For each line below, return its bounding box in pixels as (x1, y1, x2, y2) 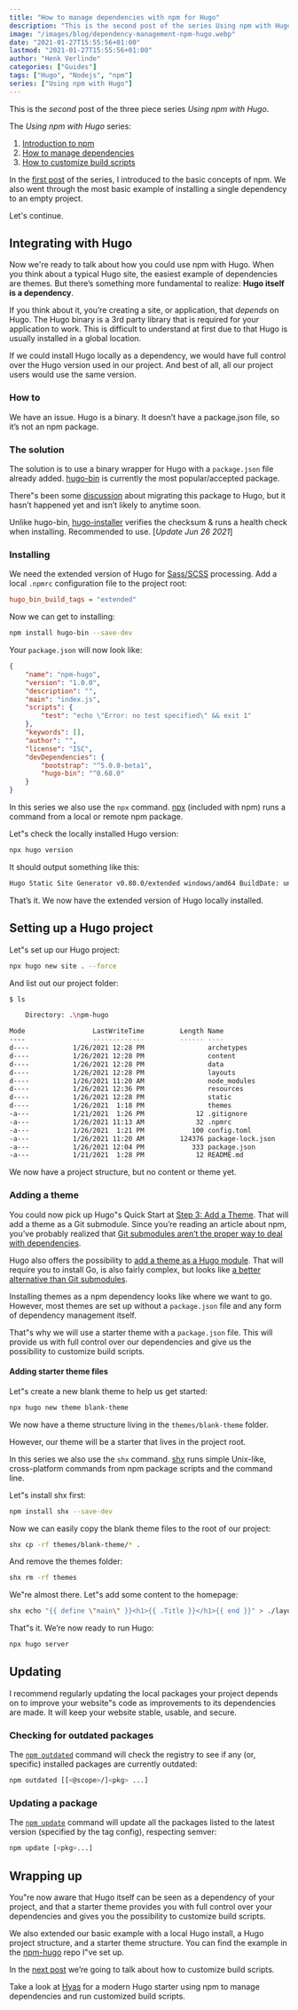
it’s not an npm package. (9, 421, 99, 432)
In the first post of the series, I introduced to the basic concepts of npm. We (9, 174, 286, 185)
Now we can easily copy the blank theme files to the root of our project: (9, 1523, 271, 1534)
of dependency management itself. (9, 1310, 137, 1320)
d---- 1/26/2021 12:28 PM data (9, 1059, 224, 1069)
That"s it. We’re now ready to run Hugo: (9, 1623, 154, 1633)
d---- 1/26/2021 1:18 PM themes (9, 1101, 232, 1111)
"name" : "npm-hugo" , (25, 670, 101, 679)
